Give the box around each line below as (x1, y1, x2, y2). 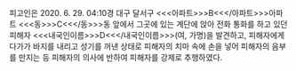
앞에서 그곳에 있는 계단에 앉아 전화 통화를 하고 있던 (112, 19, 288, 29)
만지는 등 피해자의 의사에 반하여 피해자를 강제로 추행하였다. (18, 52, 223, 62)
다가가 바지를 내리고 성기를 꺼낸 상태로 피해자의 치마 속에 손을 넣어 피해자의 (9, 41, 270, 51)
